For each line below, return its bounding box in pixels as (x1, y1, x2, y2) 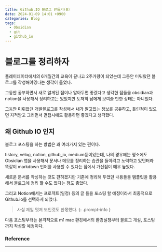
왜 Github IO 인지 (5, 128, 54, 136)
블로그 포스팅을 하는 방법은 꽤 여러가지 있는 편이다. (5, 141, 100, 147)
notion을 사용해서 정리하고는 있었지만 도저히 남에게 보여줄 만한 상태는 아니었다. (5, 95, 154, 102)
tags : (5, 20, 16, 26)
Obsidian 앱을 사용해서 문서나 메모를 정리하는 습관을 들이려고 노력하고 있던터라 (5, 158, 154, 163)
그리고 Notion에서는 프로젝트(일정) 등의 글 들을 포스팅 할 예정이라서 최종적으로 (5, 190, 153, 196)
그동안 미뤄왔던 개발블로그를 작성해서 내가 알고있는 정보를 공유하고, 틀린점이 (5, 106, 148, 112)
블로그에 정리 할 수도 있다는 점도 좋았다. (13, 180, 89, 186)
